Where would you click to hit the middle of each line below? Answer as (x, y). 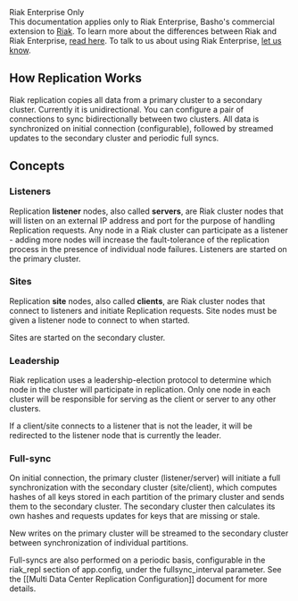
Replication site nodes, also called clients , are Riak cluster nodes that (137, 300)
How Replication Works (76, 78)
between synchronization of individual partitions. (99, 543)
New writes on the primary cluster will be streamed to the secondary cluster (149, 533)
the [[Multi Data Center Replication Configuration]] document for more (138, 580)
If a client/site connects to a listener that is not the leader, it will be (131, 426)
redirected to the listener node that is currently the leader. (115, 436)
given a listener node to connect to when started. (99, 320)
